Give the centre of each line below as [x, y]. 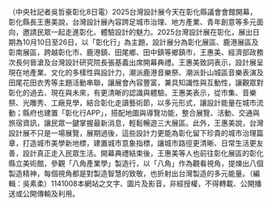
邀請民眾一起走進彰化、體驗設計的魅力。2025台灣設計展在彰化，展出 [138, 32]
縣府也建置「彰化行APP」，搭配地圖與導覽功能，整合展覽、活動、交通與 [141, 113]
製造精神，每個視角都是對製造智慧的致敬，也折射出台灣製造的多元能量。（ [131, 173]
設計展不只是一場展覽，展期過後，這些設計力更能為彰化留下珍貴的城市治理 [132, 133]
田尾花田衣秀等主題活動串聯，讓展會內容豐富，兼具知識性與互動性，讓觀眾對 [136, 82]
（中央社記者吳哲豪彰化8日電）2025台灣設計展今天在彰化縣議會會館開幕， [133, 12]
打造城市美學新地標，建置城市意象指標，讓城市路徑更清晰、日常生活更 [139, 143]
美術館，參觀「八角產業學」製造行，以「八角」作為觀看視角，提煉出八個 [143, 163]
